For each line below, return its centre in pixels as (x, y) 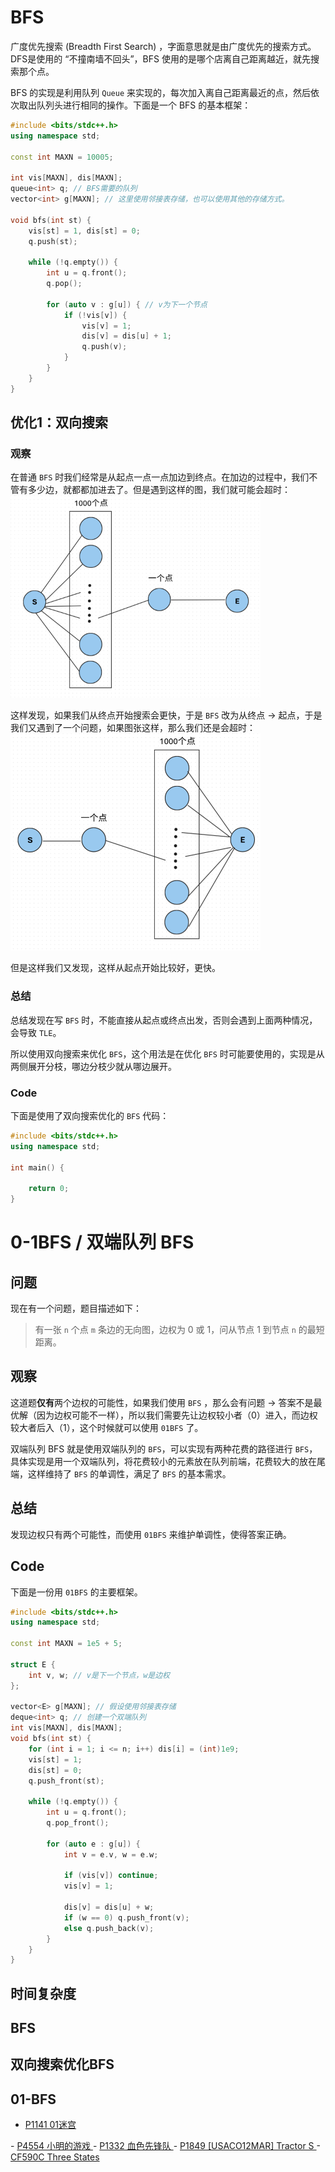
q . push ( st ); (53, 241)
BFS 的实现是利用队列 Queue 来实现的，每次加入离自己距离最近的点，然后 (161, 92)
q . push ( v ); (104, 347)
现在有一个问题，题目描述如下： (76, 1308)
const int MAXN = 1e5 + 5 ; (66, 1644)
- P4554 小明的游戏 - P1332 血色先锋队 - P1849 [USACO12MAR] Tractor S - (165, 2146)
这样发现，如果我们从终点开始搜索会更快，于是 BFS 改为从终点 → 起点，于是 (166, 715)
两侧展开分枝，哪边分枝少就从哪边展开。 (93, 1066)
